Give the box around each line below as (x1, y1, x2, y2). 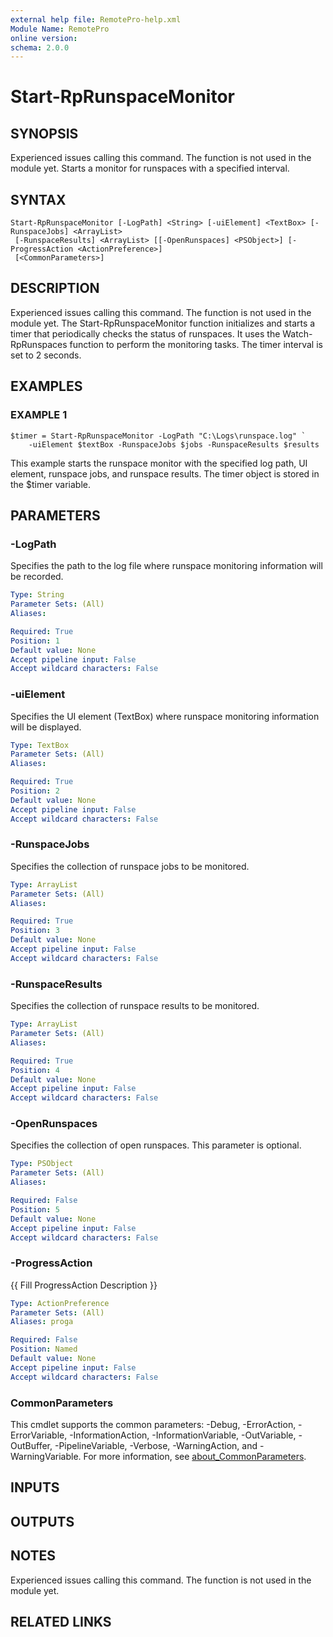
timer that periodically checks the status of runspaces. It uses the (10, 327, 281, 340)
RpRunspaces (10, 338, 68, 350)
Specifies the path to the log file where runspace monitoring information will (10, 560, 323, 572)
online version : (10, 33, 78, 43)
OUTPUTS (10, 1513, 75, 1530)
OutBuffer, (10, 1440, 53, 1452)
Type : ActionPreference (10, 1298, 110, 1308)
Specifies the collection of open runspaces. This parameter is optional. (10, 1139, 302, 1151)
